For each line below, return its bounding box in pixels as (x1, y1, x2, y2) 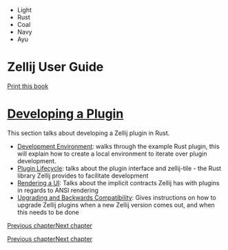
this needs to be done (17, 208, 79, 216)
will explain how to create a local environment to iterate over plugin (17, 149, 207, 158)
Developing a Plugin (7, 106, 124, 122)
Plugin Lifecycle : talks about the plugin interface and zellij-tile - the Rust (17, 164, 222, 172)
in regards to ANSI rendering (17, 186, 99, 194)
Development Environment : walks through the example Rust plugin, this (17, 142, 220, 150)
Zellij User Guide (7, 59, 104, 75)
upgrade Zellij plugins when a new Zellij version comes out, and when (17, 200, 215, 209)
